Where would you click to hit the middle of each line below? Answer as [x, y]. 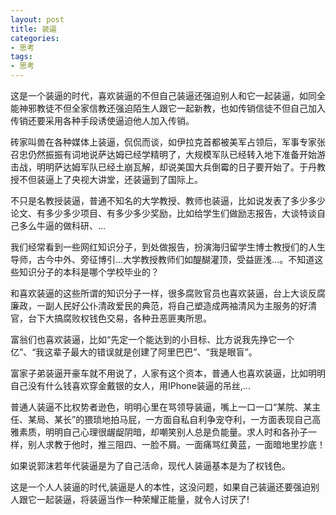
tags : [21, 57]
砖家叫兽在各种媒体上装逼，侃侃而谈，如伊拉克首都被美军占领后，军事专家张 [168, 142]
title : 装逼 [33, 29]
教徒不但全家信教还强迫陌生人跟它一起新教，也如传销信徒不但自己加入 [181, 108]
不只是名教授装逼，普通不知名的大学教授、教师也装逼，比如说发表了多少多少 [168, 200]
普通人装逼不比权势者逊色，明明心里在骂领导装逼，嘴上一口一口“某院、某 [161, 407]
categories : [35, 38]
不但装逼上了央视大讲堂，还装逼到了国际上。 [110, 179]
